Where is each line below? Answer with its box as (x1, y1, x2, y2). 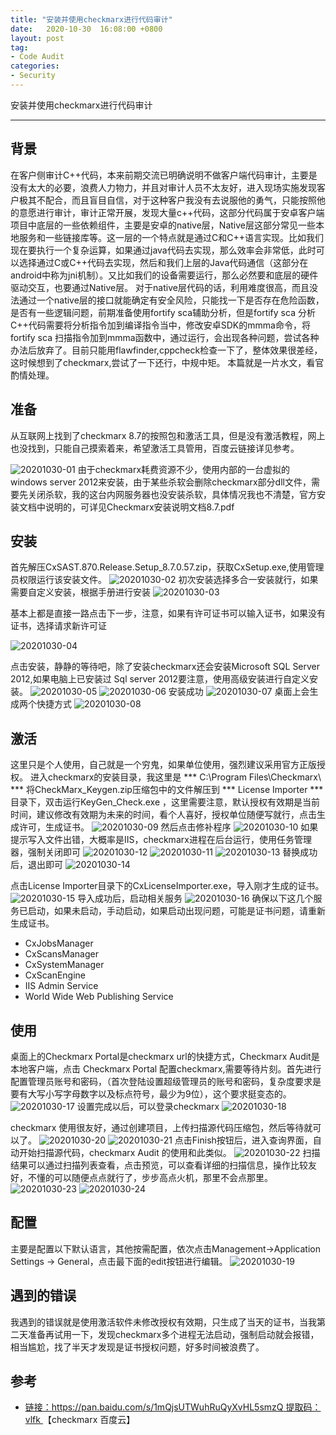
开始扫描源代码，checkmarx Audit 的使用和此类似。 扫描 (18, 1146, 321, 1158)
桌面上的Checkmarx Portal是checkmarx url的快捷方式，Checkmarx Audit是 (10, 1050, 320, 1062)
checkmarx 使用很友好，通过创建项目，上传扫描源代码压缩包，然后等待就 (10, 1121, 313, 1133)
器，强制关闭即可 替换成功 (10, 846, 318, 858)
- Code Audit (10, 52, 65, 62)
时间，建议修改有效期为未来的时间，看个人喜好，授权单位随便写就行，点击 (10, 809, 317, 821)
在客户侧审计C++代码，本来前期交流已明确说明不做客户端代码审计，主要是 (10, 169, 318, 181)
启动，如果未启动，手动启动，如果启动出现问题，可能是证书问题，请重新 (27, 905, 326, 917)
